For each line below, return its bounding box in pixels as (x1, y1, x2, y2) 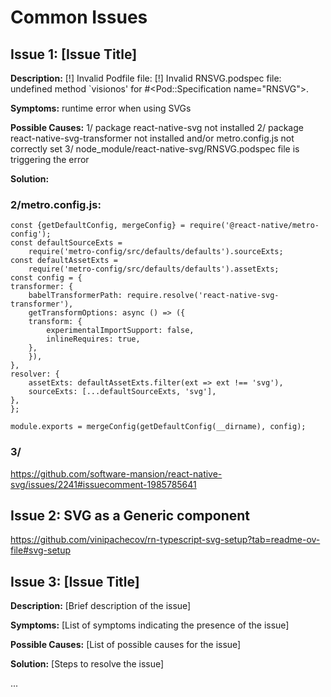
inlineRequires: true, (46, 334, 141, 345)
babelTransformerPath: (28, 291, 123, 301)
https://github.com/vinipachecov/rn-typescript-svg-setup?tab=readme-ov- (10, 534, 321, 546)
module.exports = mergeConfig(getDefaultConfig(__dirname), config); (10, 422, 307, 432)
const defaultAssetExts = (10, 256, 118, 266)
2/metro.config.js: (10, 197, 102, 211)
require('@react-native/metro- (189, 221, 320, 231)
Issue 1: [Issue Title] (10, 46, 138, 63)
